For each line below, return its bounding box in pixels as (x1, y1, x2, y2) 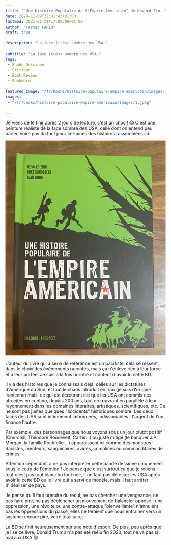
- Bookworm (7, 78, 31, 84)
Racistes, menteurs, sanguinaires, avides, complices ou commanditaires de (5, 445, 163, 451)
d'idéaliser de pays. (5, 482, 47, 488)
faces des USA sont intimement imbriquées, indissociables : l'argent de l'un (5, 413, 164, 419)
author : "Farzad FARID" (5, 24, 56, 30)
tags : (5, 57, 17, 62)
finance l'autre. (5, 419, 37, 425)
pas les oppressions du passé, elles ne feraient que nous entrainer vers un (5, 508, 162, 514)
